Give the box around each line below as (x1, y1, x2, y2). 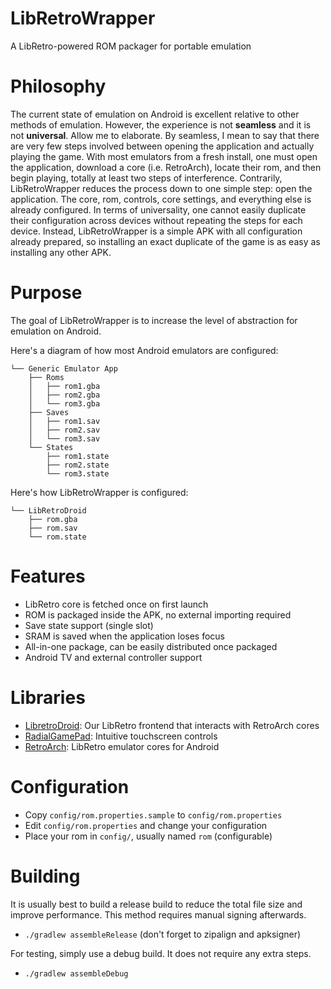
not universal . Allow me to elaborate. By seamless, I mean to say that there (10, 129, 320, 141)
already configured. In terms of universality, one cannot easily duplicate (10, 203, 307, 216)
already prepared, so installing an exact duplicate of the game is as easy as (10, 235, 321, 247)
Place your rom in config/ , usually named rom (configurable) (24, 830, 273, 842)
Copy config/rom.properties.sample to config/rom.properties (24, 808, 283, 821)
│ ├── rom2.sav (28, 425, 101, 435)
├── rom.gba (28, 514, 78, 524)
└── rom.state (28, 532, 87, 542)
